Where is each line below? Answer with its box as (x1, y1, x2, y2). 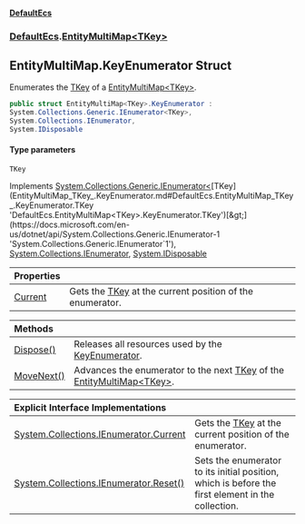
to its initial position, (194, 466, 280, 479)
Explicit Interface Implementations (14, 401, 167, 414)
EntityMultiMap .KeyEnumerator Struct (9, 57, 232, 73)
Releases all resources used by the (74, 338, 222, 351)
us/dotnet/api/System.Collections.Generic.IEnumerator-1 (9, 229, 221, 240)
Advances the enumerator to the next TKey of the (74, 364, 284, 377)
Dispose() (14, 343, 56, 356)
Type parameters (9, 144, 76, 155)
